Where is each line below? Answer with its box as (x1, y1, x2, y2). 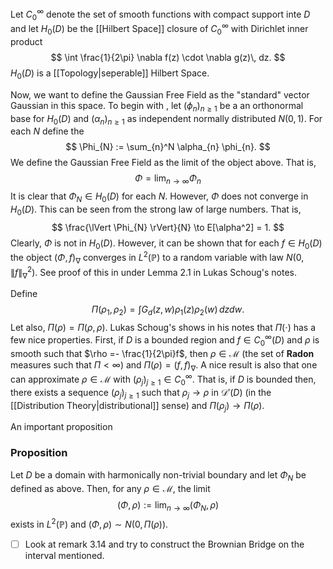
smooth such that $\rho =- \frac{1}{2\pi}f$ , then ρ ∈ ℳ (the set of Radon (10, 347, 315, 359)
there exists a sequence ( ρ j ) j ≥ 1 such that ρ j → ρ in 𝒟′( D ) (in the (10, 386, 272, 401)
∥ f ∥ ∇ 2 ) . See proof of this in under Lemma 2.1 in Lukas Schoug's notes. (10, 264, 297, 281)
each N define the (10, 125, 85, 137)
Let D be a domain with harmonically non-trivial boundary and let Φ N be (10, 468, 307, 483)
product (10, 35, 43, 47)
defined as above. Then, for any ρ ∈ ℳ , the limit (10, 482, 211, 494)
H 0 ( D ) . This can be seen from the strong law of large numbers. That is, (10, 203, 302, 217)
